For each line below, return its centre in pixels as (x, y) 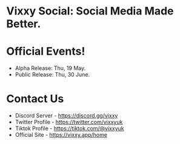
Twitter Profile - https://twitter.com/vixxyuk (69, 122)
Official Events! (46, 52)
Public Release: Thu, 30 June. (52, 75)
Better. (24, 24)
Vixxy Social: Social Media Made (90, 11)
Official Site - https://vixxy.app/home (61, 135)
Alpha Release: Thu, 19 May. (50, 68)
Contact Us (35, 99)
